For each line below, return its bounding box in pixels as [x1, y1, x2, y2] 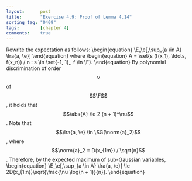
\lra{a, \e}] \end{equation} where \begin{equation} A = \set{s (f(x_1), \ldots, [6, 53, 187, 60]
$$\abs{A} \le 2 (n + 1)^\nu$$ [63, 110, 134, 117]
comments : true [6, 30, 51, 36]
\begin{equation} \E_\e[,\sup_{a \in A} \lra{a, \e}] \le [6, 162, 131, 169]
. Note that [6, 120, 32, 127]
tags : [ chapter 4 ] [6, 25, 69, 31]
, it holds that [6, 102, 38, 109]
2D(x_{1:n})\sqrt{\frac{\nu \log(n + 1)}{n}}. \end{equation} [6, 169, 145, 176]
